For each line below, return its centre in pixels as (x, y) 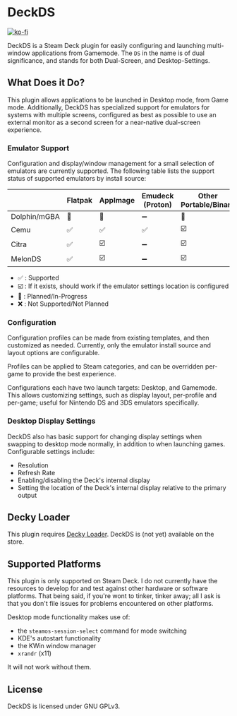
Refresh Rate (36, 472)
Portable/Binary (208, 205)
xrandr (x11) (34, 653)
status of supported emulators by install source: (77, 179)
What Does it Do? (46, 83)
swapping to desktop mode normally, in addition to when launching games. (116, 444)
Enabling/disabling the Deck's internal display (84, 480)
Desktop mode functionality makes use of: (69, 617)
